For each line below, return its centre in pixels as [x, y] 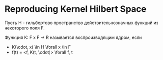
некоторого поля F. [25, 28]
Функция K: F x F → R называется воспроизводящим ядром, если [73, 37]
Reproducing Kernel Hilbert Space [76, 9]
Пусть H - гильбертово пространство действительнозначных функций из [81, 23]
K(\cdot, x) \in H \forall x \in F [41, 47]
